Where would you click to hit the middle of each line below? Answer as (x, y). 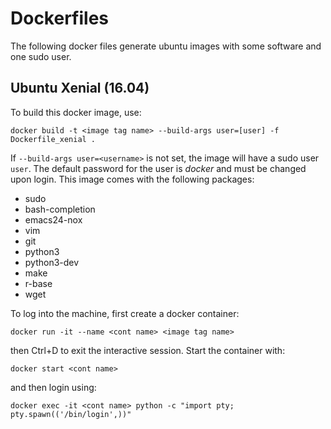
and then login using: (53, 387)
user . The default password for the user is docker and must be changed (158, 168)
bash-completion (60, 209)
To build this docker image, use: (76, 112)
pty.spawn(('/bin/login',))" (71, 414)
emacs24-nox (53, 219)
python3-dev (52, 262)
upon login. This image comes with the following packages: (132, 179)
